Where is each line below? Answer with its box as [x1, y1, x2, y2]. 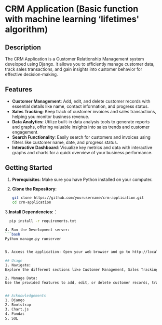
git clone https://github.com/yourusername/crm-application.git [12, 195, 144, 200]
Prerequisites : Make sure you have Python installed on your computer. [12, 177, 153, 182]
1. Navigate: [5, 263, 31, 267]
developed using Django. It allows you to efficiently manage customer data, [5, 61, 155, 67]
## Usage [5, 258, 23, 263]
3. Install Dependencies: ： [5, 209, 58, 215]
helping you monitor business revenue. [12, 114, 90, 119]
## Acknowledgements [5, 294, 47, 298]
